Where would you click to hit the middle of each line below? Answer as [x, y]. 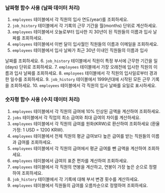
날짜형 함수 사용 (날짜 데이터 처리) [43, 7]
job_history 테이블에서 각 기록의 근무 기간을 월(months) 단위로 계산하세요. [85, 26]
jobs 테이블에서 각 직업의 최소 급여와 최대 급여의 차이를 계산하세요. [76, 117]
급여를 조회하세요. [35, 142]
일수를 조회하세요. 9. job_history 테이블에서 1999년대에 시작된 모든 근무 [80, 79]
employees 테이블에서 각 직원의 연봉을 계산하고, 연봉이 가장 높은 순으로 [80, 167]
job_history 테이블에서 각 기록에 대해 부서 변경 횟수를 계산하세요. [76, 179]
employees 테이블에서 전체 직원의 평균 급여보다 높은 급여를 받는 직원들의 [81, 136]
